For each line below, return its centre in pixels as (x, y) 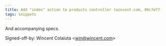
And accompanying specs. (32, 28)
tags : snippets (21, 14)
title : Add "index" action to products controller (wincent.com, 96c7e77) (84, 10)
